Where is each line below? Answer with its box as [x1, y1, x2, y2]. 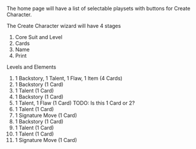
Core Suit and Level [15, 34, 63, 40]
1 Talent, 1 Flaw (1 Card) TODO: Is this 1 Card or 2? [15, 100, 135, 107]
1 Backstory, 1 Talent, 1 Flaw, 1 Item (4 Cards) [15, 75, 123, 81]
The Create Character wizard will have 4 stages [6, 23, 121, 29]
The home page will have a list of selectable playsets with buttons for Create [6, 5, 191, 12]
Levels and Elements [6, 63, 57, 70]
